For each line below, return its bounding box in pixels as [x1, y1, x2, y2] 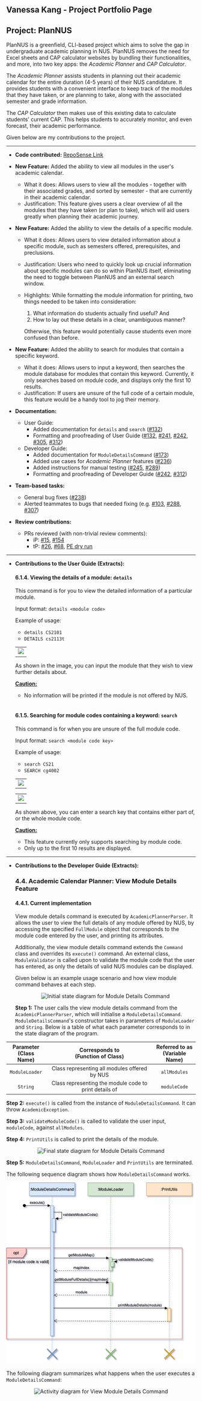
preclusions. [23, 249, 55, 257]
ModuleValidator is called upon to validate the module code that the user [14, 956, 195, 964]
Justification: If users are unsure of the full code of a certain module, [23, 390, 194, 397]
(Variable [162, 1049, 186, 1056]
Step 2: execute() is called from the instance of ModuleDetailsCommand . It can [6, 1099, 196, 1106]
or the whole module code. [14, 815, 82, 822]
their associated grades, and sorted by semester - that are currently [23, 187, 192, 195]
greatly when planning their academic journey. [23, 213, 139, 220]
